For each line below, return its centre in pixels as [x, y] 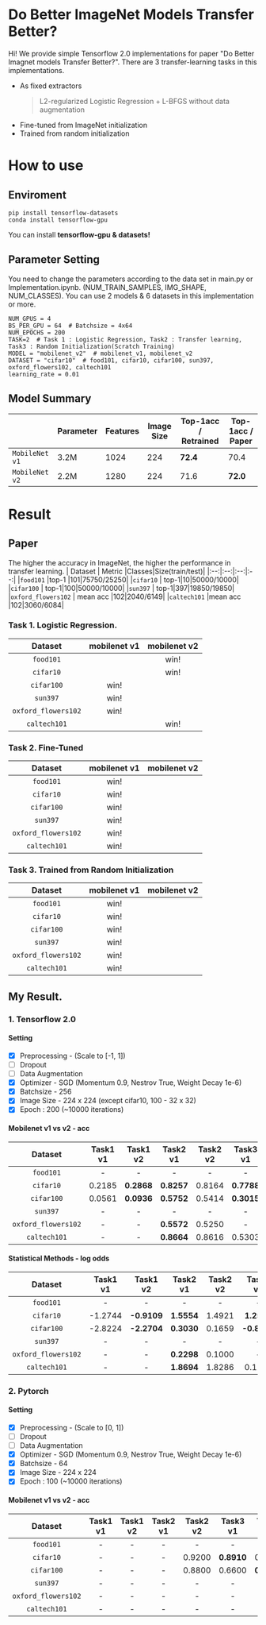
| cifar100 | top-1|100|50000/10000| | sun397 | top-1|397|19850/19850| [122, 588]
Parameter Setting [54, 260]
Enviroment [38, 195]
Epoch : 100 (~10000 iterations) [71, 1481]
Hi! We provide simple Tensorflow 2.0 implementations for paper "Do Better [131, 53]
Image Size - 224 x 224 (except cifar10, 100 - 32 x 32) [108, 1101]
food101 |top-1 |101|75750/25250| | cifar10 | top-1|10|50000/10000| [129, 579]
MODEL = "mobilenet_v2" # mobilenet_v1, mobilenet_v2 [101, 353]
